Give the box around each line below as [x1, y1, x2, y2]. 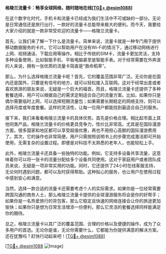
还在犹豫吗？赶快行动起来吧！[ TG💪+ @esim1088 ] [5, 233, 105, 239]
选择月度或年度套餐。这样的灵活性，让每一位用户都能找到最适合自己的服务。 [5, 104, 161, 110]
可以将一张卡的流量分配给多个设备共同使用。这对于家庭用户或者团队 [18, 156, 157, 162]
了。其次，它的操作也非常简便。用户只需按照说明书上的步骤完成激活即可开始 [5, 134, 161, 139]
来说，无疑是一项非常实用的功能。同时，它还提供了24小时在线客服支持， [9, 163, 158, 168]
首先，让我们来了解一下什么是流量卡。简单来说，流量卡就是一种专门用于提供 [5, 38, 161, 44]
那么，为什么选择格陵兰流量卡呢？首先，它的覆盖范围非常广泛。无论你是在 [5, 74, 157, 79]
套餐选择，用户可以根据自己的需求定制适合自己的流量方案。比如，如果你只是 [5, 92, 161, 98]
